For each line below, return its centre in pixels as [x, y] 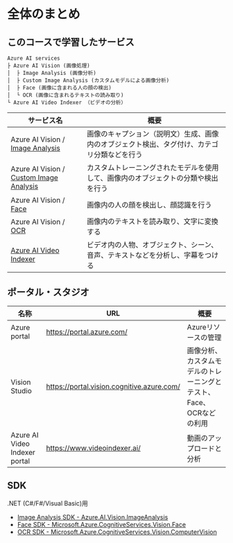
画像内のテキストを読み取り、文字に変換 [152, 221]
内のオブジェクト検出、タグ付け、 [142, 144]
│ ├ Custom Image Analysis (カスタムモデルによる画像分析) [88, 80]
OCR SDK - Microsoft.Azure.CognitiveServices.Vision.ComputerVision [117, 532]
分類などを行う [118, 155]
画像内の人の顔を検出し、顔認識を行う [149, 205]
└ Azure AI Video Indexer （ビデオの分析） [67, 103]
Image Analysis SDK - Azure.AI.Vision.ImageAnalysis [93, 517]
